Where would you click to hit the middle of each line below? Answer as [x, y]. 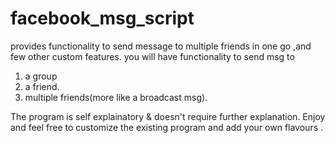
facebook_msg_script [102, 18]
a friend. [42, 86]
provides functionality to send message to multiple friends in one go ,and [161, 46]
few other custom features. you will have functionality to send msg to [152, 56]
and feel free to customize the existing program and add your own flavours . [167, 127]
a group [41, 76]
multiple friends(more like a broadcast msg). [116, 97]
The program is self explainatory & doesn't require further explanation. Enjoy [168, 116]
